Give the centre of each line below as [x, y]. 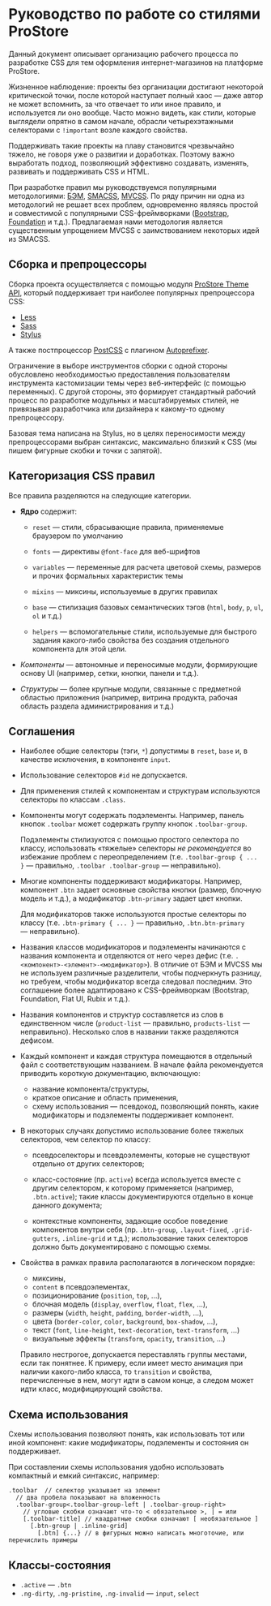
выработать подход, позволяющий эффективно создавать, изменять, [129, 162]
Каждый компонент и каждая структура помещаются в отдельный [136, 1057]
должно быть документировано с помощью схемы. [122, 1247]
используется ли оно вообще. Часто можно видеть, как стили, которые [132, 112]
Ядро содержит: [48, 511]
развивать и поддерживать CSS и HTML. [79, 171]
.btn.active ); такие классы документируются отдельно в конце [142, 1197]
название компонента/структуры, [91, 1089]
